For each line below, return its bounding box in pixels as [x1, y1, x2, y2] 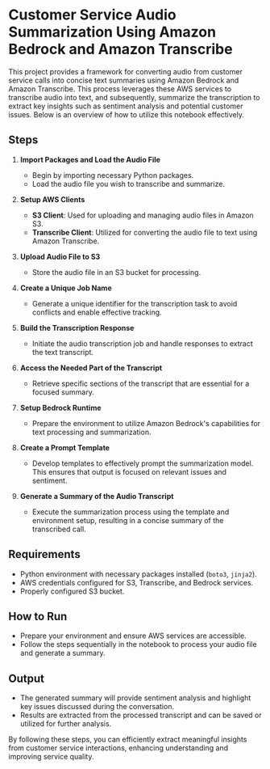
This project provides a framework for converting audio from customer [8, 66, 243, 76]
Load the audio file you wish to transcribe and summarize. [31, 179, 226, 188]
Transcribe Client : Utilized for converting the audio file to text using [31, 227, 258, 237]
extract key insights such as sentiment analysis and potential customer [8, 101, 243, 111]
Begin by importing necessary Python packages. [31, 170, 194, 180]
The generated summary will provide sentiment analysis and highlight [19, 693, 251, 703]
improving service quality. [8, 752, 94, 762]
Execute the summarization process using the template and [31, 507, 230, 517]
